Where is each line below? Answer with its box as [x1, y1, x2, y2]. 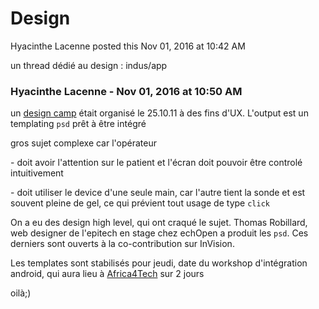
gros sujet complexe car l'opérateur [10, 137, 157, 149]
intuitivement [10, 167, 64, 179]
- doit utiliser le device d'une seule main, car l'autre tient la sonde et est [10, 187, 306, 199]
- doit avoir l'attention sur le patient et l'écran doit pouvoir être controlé [10, 157, 303, 169]
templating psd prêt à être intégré [10, 118, 147, 130]
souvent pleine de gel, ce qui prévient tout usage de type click [10, 197, 270, 209]
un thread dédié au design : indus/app [10, 59, 168, 71]
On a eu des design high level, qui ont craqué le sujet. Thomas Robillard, [10, 217, 308, 229]
